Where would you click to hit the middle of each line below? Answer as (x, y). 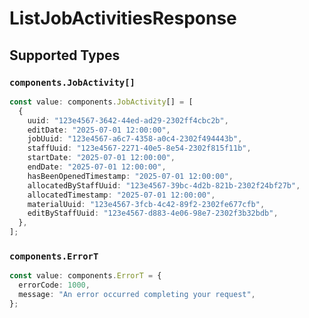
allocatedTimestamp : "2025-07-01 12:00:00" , (121, 195)
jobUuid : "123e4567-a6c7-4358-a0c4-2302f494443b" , (135, 139)
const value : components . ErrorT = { (85, 276)
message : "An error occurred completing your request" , (137, 295)
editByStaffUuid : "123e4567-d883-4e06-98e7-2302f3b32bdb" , (153, 213)
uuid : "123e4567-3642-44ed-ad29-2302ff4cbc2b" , (128, 120)
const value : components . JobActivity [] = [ (101, 102)
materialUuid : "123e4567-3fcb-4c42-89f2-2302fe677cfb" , (146, 204)
